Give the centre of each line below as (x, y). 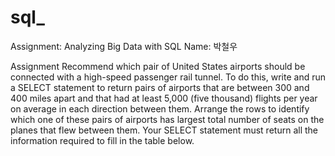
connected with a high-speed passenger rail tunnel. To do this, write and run (168, 77)
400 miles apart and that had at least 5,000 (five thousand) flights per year (164, 98)
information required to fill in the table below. (102, 140)
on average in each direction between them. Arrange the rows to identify (160, 108)
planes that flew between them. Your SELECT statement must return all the (164, 130)
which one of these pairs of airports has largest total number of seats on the (167, 119)
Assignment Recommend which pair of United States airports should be (158, 66)
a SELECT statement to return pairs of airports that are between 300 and (160, 87)
